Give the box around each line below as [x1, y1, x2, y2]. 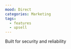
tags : [5, 16, 16, 21]
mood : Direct [5, 7, 32, 12]
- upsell [9, 25, 27, 30]
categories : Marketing [5, 12, 51, 16]
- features [9, 20, 32, 26]
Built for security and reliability [5, 38, 67, 44]
